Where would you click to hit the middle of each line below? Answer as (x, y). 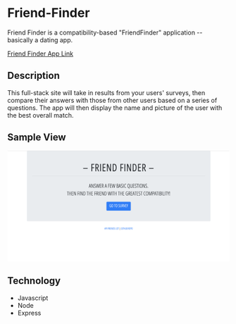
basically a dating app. (40, 39)
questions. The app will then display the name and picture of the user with (115, 108)
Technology (34, 281)
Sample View (37, 138)
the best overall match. (41, 115)
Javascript (33, 298)
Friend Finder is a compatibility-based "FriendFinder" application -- (105, 32)
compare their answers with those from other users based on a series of (112, 100)
